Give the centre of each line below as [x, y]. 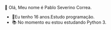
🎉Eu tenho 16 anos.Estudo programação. [53, 17]
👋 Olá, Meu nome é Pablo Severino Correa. [48, 7]
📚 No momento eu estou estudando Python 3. [59, 22]
